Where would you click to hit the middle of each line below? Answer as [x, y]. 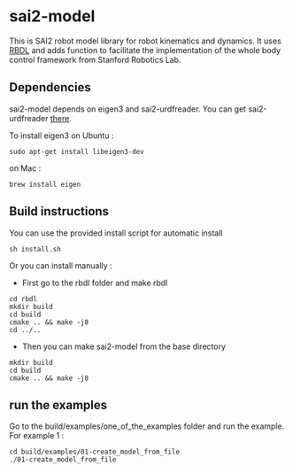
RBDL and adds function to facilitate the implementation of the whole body [145, 50]
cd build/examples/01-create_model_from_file [94, 452]
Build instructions [59, 211]
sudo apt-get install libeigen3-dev [77, 151]
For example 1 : [37, 436]
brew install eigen [45, 184]
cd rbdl [23, 299]
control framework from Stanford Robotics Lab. [95, 59]
